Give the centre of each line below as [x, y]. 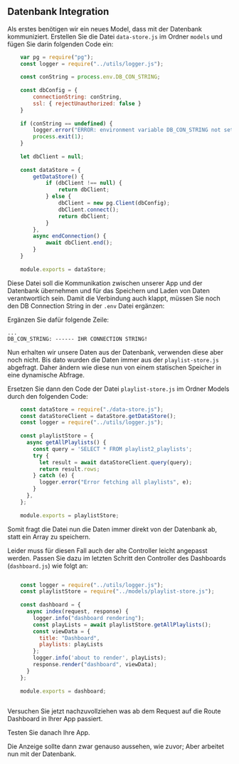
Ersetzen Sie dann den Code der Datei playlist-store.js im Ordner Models [118, 389]
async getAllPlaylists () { [66, 443]
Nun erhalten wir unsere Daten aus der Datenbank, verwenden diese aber [116, 352]
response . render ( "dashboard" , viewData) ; [95, 665]
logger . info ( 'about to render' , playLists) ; [100, 658]
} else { [58, 197]
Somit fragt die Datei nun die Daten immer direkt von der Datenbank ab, [112, 529]
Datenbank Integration [58, 12]
